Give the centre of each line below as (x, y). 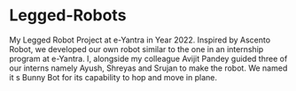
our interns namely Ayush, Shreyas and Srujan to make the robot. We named (148, 68)
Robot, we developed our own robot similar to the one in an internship (136, 49)
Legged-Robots (68, 15)
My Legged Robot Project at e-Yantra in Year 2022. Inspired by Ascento (140, 40)
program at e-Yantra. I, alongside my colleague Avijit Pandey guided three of (148, 58)
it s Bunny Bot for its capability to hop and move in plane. (113, 77)
